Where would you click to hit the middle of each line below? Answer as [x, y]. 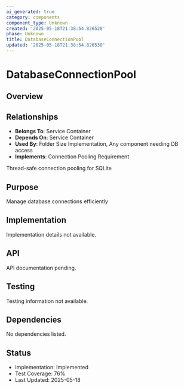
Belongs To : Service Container [53, 131]
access [24, 151]
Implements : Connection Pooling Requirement [72, 157]
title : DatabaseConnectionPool [45, 39]
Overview [25, 97]
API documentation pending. [41, 268]
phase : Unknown [25, 34]
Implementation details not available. [51, 234]
